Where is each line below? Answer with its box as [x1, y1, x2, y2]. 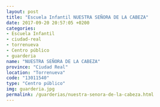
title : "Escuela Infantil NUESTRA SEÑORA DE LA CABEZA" [6, 14, 149, 20]
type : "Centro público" [6, 81, 66, 87]
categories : [6, 25, 36, 32]
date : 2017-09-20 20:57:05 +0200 [6, 20, 90, 26]
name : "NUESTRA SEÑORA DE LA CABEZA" [6, 58, 101, 64]
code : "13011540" [6, 75, 50, 81]
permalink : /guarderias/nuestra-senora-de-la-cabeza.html [6, 92, 154, 97]
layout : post [6, 8, 39, 15]
